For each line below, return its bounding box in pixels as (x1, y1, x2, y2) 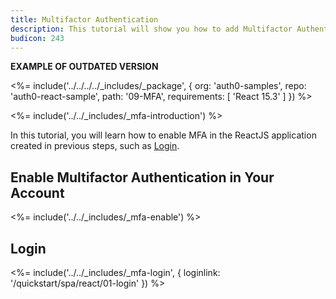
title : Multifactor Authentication (10, 14, 159, 25)
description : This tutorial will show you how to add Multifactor (10, 24, 293, 34)
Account (10, 184, 65, 201)
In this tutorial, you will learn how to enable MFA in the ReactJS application (10, 129, 317, 141)
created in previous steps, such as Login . (10, 140, 180, 152)
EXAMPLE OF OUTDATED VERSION (10, 61, 159, 73)
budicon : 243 (10, 33, 65, 43)
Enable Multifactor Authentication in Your (10, 169, 275, 186)
